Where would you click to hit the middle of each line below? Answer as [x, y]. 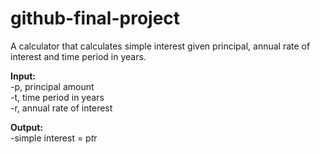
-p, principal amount [52, 86]
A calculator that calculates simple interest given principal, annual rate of [160, 46]
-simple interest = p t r [54, 138]
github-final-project [95, 18]
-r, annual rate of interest [61, 108]
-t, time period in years [57, 97]
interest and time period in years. [78, 56]
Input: [23, 76]
